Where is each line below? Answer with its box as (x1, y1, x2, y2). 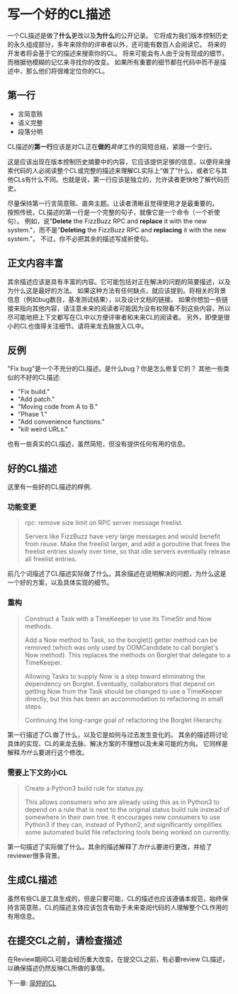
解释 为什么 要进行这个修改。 (7, 748, 89, 757)
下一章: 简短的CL (7, 978, 57, 987)
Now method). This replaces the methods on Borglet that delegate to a (24, 650, 231, 659)
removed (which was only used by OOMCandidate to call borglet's (24, 643, 219, 652)
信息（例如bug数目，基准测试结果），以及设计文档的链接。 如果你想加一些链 (7, 295, 229, 303)
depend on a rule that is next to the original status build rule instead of (24, 806, 230, 814)
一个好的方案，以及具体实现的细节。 (7, 578, 113, 587)
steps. (24, 702, 43, 711)
